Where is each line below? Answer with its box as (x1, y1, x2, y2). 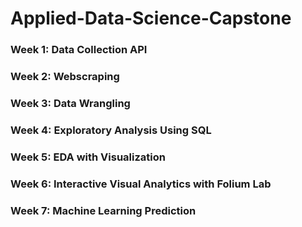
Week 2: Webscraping (10, 70, 120, 84)
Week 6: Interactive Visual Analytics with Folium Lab (10, 177, 272, 191)
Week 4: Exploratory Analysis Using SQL (10, 123, 212, 137)
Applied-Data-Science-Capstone (10, 7, 292, 30)
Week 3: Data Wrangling (10, 96, 131, 110)
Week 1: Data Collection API (10, 43, 148, 57)
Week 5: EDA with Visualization (10, 150, 166, 164)
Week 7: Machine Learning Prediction (10, 203, 197, 217)
